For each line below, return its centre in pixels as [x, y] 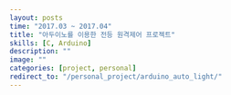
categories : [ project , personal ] [73, 69]
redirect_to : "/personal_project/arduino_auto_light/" [116, 77]
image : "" [28, 60]
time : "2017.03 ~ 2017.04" [61, 26]
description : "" [40, 52]
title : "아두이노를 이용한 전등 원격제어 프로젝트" [93, 34]
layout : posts [37, 18]
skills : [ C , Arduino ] [51, 43]
